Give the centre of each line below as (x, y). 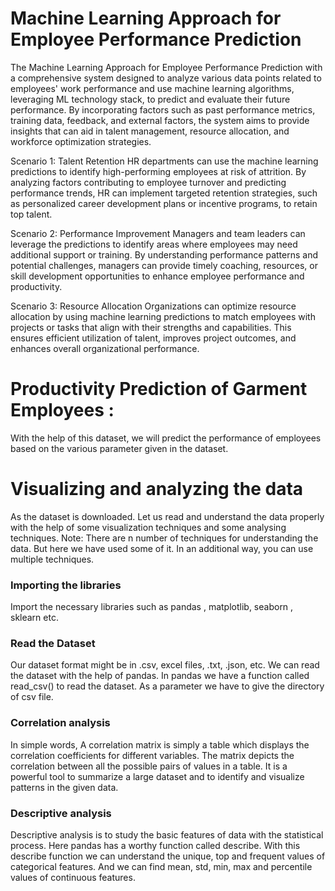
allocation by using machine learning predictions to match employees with (163, 316)
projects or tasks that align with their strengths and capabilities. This (151, 327)
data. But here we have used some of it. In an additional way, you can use (162, 548)
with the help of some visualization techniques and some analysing (148, 527)
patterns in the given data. (64, 787)
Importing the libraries (66, 585)
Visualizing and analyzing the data (157, 489)
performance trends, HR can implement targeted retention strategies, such (164, 193)
